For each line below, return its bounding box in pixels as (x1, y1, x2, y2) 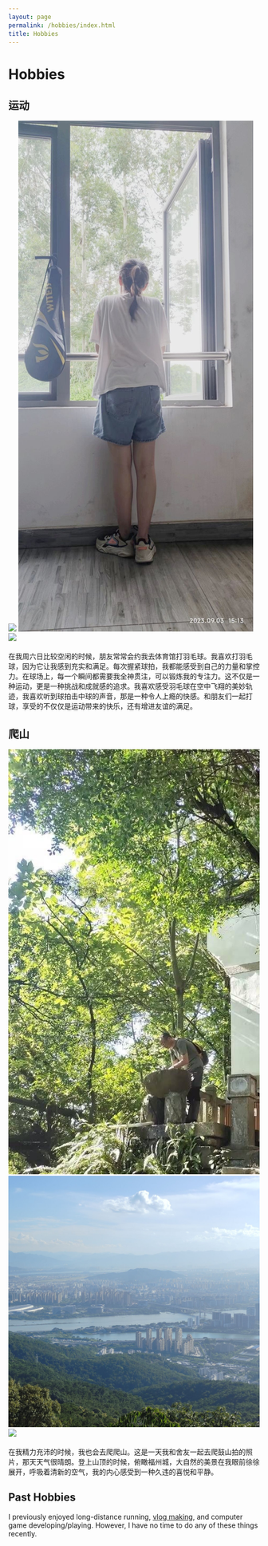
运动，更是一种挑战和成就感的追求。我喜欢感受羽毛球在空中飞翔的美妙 (14, 682, 246, 691)
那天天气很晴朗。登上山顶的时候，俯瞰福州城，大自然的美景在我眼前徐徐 (22, 1457, 260, 1467)
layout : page (8, 13, 52, 21)
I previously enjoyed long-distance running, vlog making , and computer (8, 1512, 243, 1521)
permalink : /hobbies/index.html (8, 21, 116, 30)
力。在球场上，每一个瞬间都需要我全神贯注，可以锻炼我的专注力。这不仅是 (8, 671, 253, 682)
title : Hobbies (8, 30, 59, 38)
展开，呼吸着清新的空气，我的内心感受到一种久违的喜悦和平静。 (8, 1467, 218, 1477)
